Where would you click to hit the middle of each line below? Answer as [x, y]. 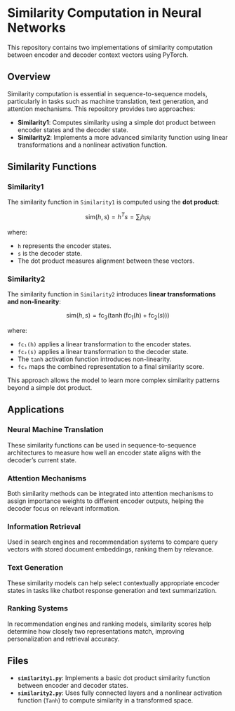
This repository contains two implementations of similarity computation [110, 47]
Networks [37, 28]
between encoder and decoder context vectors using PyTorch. [98, 55]
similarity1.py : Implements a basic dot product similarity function [114, 678]
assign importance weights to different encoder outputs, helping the [106, 501]
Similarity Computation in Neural [105, 13]
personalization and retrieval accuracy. [63, 639]
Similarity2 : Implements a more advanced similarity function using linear [122, 137]
